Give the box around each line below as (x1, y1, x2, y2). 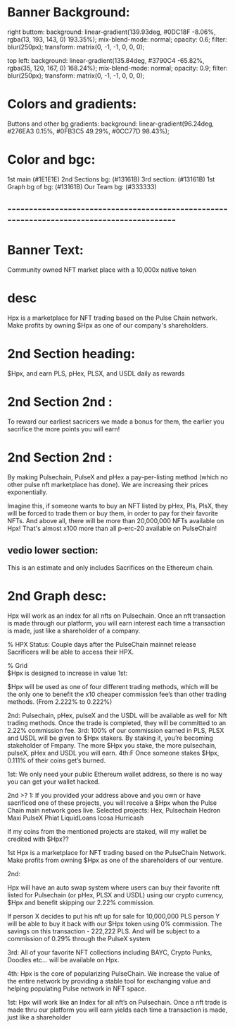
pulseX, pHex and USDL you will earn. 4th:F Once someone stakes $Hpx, (7, 748, 220, 757)
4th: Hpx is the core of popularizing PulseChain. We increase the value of (7, 969, 220, 978)
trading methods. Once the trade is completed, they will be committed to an (7, 718, 227, 727)
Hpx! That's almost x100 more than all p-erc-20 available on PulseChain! (7, 524, 217, 532)
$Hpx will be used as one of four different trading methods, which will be (7, 682, 219, 691)
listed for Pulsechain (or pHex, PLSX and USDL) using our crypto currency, (7, 890, 224, 899)
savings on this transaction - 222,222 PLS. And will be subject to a (7, 926, 201, 936)
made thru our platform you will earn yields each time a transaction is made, (7, 1005, 228, 1014)
